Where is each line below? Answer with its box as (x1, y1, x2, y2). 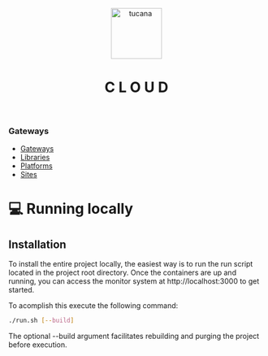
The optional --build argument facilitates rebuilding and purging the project (8, 332, 260, 341)
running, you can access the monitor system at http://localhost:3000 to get (8, 276, 260, 286)
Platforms (19, 161, 53, 171)
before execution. (8, 340, 67, 349)
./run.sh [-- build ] (8, 316, 75, 325)
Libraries (19, 153, 50, 163)
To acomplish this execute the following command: (8, 301, 179, 310)
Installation (8, 237, 67, 251)
